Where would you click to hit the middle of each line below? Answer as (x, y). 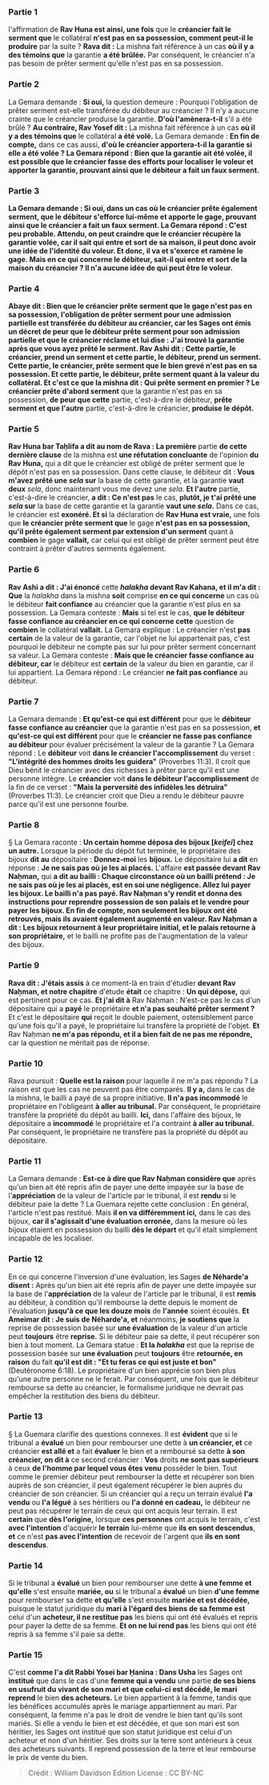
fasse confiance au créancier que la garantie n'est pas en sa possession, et (134, 727)
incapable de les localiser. (51, 1238)
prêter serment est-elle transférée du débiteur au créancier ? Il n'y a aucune (133, 110)
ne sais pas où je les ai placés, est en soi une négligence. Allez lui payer (130, 885)
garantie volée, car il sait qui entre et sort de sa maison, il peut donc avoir (132, 242)
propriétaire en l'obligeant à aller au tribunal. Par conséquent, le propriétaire (134, 1106)
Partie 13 (26, 1416)
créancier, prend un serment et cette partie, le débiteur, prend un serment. (134, 357)
